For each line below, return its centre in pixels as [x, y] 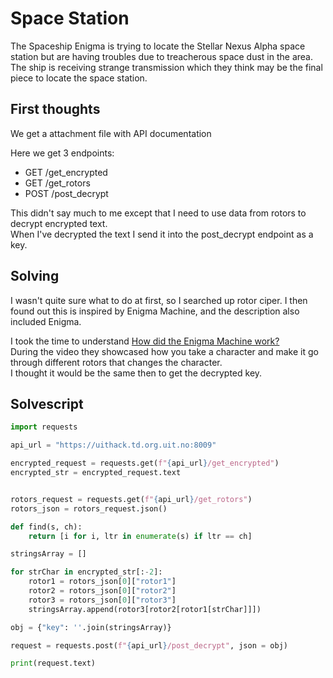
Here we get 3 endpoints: [62, 153]
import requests [44, 427]
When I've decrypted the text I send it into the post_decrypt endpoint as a [162, 234]
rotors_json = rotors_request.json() [89, 508]
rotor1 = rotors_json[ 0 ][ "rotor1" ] [102, 582]
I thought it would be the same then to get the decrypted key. [136, 373]
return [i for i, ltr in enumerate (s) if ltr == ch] [140, 536]
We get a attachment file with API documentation [111, 133]
